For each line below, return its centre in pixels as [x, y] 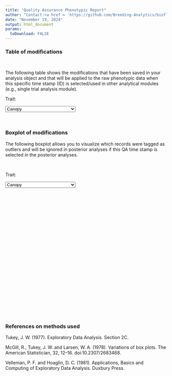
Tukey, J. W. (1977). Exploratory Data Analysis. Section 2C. [67, 337]
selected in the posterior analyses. [42, 154]
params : [14, 29]
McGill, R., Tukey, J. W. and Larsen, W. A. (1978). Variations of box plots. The [86, 347]
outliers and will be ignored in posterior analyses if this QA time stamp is [81, 149]
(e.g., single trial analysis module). [41, 89]
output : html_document [29, 24]
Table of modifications [34, 52]
